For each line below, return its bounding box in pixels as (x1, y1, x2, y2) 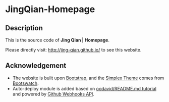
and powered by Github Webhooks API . (12, 91, 95, 97)
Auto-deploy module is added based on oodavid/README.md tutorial (12, 85, 156, 91)
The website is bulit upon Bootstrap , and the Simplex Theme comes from (12, 75, 164, 81)
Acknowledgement (5, 62, 67, 70)
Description (5, 24, 43, 32)
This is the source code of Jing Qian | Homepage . (5, 37, 110, 43)
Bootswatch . (12, 80, 39, 86)
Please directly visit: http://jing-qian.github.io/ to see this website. (5, 47, 142, 53)
